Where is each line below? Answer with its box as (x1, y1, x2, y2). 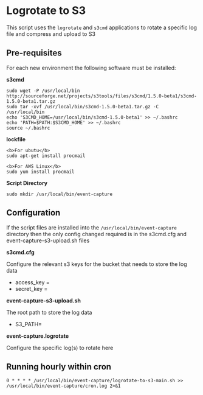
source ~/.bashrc (6, 125, 50, 131)
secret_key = (15, 285, 48, 292)
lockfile (6, 135, 26, 143)
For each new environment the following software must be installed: (6, 64, 176, 71)
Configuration (6, 208, 61, 218)
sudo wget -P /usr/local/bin (6, 88, 80, 94)
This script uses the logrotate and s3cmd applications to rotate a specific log (6, 24, 198, 31)
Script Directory (6, 179, 47, 186)
